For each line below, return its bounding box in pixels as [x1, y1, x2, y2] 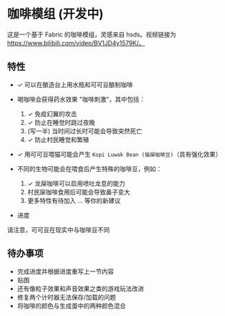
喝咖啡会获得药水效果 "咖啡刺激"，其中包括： [17, 95, 146, 103]
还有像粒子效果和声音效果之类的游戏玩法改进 [17, 284, 144, 293]
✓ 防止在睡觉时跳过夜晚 [27, 118, 95, 126]
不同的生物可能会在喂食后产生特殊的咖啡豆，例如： [17, 164, 162, 172]
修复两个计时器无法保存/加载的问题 [17, 293, 116, 301]
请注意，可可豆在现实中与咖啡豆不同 [7, 225, 110, 234]
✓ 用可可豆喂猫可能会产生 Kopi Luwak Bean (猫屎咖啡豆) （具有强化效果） [17, 150, 222, 158]
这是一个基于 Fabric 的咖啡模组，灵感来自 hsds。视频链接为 [7, 30, 177, 38]
